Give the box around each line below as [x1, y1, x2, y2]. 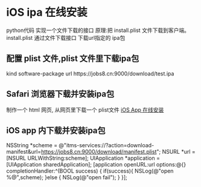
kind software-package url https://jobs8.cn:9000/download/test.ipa [6, 70, 174, 77]
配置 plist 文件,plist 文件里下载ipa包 [6, 54, 139, 64]
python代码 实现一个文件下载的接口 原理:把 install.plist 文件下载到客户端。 [6, 27, 190, 34]
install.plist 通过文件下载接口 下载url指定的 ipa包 [6, 34, 126, 41]
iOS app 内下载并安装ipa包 [6, 125, 106, 136]
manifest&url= [6, 148, 42, 156]
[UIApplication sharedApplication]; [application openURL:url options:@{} [6, 161, 187, 168]
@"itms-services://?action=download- [59, 142, 155, 149]
